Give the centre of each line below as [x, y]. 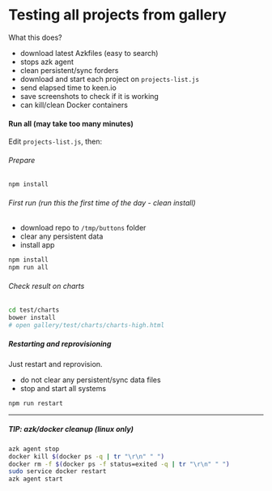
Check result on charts [47, 286]
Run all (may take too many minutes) [71, 123]
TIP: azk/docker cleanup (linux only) [71, 429]
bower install [32, 318]
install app [37, 245]
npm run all [28, 268]
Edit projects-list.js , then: [55, 142]
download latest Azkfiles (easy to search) [89, 53]
